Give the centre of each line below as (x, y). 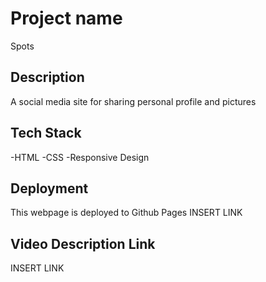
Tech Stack (46, 133)
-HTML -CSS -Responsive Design (80, 157)
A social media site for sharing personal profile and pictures (133, 101)
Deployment (49, 188)
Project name (66, 18)
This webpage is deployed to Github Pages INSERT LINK (126, 213)
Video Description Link (83, 243)
